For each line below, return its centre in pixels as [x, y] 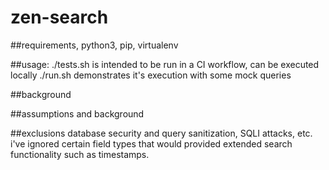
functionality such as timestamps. [80, 154]
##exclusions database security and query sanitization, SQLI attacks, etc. [161, 133]
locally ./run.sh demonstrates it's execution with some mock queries [151, 75]
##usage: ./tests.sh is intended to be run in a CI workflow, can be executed [165, 64]
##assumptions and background [77, 113]
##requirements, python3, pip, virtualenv [94, 45]
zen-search [59, 17]
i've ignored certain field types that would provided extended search [151, 143]
